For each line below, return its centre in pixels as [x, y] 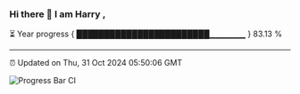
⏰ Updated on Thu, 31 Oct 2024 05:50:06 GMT [96, 63]
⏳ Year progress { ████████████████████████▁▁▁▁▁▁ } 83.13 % [146, 34]
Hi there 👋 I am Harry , [58, 14]
